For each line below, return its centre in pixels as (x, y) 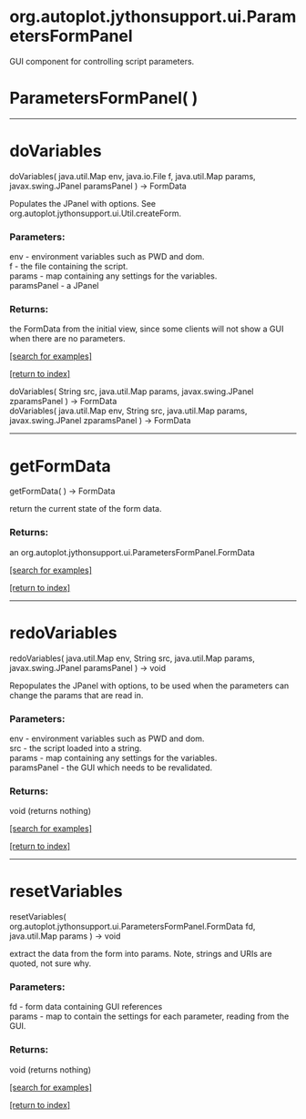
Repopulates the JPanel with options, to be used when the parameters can (149, 686)
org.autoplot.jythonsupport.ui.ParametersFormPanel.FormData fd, (133, 927)
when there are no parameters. (67, 339)
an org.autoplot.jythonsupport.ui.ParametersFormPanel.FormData (132, 552)
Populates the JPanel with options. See (83, 203)
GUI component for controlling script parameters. (102, 61)
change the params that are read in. (76, 695)
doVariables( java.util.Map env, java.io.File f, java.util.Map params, (133, 176)
